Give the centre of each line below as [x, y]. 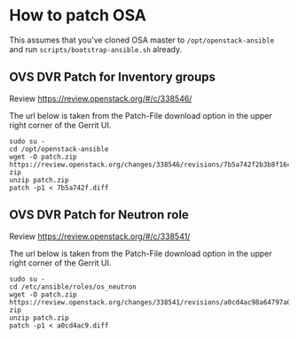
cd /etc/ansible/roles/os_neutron [73, 287]
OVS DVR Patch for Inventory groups [112, 77]
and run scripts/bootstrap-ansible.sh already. [96, 49]
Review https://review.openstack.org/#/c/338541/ [100, 236]
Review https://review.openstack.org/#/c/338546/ [101, 98]
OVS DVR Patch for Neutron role [99, 215]
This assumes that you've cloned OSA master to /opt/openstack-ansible [142, 40]
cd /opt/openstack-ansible [59, 149]
